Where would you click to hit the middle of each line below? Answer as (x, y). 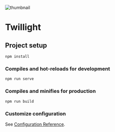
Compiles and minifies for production (50, 91)
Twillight (23, 27)
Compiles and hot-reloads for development (58, 68)
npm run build (20, 101)
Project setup (26, 45)
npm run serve (20, 79)
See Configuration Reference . (35, 124)
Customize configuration (36, 113)
